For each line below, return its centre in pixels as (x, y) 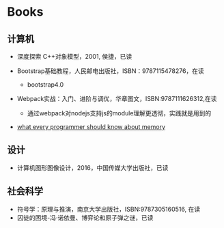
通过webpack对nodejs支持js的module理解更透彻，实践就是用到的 (119, 113)
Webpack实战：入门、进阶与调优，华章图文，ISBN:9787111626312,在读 (117, 99)
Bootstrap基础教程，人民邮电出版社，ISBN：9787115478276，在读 (111, 71)
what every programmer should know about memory (91, 127)
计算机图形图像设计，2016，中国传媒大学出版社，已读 (93, 167)
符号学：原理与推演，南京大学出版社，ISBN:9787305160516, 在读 (108, 209)
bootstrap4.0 (45, 85)
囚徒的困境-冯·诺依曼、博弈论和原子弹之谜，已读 (85, 217)
